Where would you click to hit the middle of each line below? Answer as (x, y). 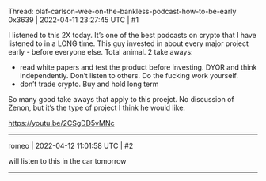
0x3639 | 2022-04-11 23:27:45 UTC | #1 (74, 20)
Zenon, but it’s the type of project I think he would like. (97, 107)
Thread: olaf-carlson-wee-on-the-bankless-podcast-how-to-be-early (122, 11)
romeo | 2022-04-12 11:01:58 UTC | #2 (71, 146)
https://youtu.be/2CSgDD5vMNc (61, 123)
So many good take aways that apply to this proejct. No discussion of (122, 99)
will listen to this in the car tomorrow (67, 161)
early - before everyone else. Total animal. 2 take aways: (101, 52)
